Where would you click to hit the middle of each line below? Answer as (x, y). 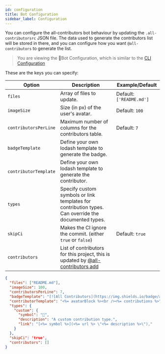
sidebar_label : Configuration (36, 19)
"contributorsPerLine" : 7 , (37, 292)
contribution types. (82, 208)
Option (31, 85)
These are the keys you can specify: (42, 73)
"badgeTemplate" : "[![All (36, 296)
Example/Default (137, 85)
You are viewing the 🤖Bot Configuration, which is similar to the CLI (84, 58)
